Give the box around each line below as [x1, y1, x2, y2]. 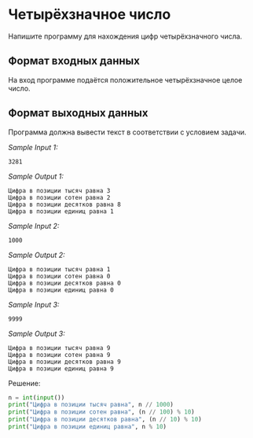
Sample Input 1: [8, 142, 58, 152]
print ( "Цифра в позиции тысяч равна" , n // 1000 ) [8, 401, 174, 409]
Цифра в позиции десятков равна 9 [8, 358, 122, 366]
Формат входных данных [8, 54, 140, 68]
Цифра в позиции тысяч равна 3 [8, 186, 111, 194]
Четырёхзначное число [8, 6, 171, 24]
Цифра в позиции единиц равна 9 [8, 364, 114, 373]
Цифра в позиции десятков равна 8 [8, 201, 122, 208]
